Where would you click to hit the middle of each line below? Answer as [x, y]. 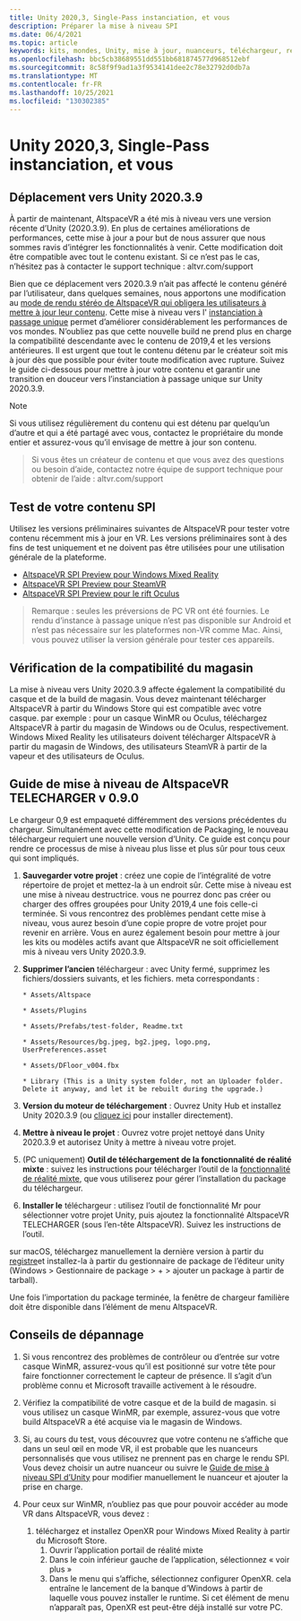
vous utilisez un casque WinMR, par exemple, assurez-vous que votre [151, 1412]
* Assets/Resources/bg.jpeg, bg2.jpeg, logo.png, [117, 1042]
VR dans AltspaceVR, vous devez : [86, 1513]
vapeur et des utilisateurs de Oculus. [77, 756]
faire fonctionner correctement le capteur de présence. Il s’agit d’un [147, 1375]
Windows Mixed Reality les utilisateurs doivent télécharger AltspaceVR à [142, 737]
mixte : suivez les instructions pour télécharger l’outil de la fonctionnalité [156, 1169]
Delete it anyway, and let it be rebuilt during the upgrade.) [143, 1089]
